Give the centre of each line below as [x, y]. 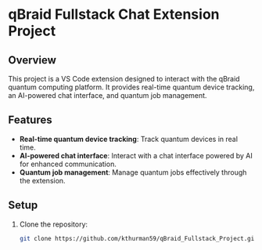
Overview [32, 60]
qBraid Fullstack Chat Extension [114, 14]
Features [30, 120]
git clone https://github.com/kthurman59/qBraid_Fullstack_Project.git [138, 238]
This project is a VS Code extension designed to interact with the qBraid [124, 79]
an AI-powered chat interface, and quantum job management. [108, 95]
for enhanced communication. [68, 164]
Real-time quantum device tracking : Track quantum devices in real [129, 139]
